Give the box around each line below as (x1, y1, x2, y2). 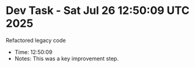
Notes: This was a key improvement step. (14, 55, 119, 62)
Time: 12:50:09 (14, 48, 53, 55)
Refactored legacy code (6, 36, 66, 44)
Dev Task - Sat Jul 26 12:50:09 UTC (6, 4, 190, 18)
